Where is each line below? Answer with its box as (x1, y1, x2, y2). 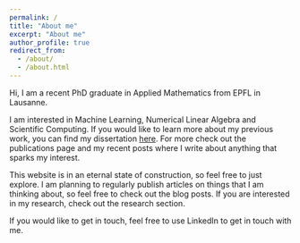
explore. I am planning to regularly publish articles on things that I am (9, 179, 264, 189)
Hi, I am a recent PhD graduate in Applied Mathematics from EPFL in (9, 87, 261, 98)
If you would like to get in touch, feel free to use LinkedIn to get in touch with (9, 215, 292, 226)
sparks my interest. (9, 152, 81, 163)
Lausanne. (9, 96, 48, 107)
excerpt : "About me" (9, 29, 87, 38)
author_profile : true (9, 38, 90, 47)
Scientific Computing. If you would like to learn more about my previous (9, 123, 274, 134)
